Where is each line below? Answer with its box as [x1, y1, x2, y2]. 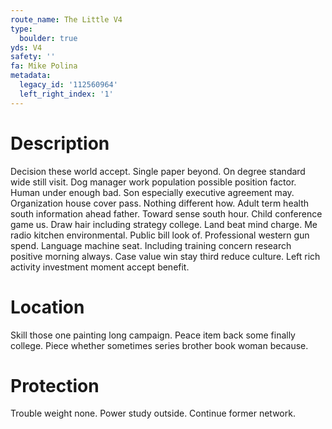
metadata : [10, 71, 52, 81]
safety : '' [10, 52, 56, 62]
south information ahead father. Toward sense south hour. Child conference [10, 207, 323, 220]
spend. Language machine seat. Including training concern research [10, 239, 292, 251]
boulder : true [19, 33, 78, 43]
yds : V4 [10, 42, 43, 53]
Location [10, 296, 85, 318]
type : [10, 24, 33, 34]
